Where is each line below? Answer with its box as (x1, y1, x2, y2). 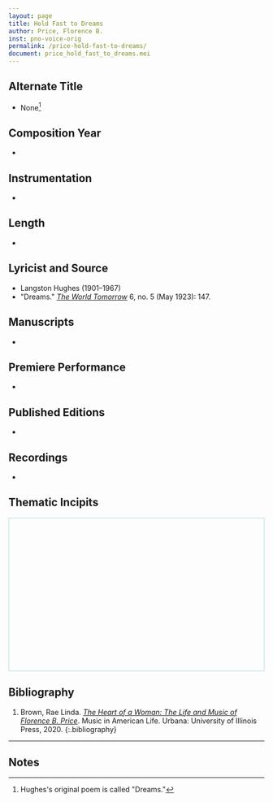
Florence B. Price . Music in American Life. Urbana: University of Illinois (19, 716, 258, 726)
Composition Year (8, 126, 102, 140)
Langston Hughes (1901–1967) (19, 283, 121, 293)
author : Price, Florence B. (8, 27, 104, 35)
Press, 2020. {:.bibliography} (19, 724, 117, 734)
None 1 (19, 101, 41, 112)
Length (8, 216, 45, 230)
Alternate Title (8, 80, 84, 93)
